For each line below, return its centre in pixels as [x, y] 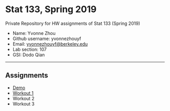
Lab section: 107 [30, 49]
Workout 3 [23, 104]
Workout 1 [23, 93]
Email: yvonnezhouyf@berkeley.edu [50, 44]
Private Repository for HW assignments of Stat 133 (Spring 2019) [73, 23]
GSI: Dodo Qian [29, 55]
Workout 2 [23, 98]
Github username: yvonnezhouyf [47, 39]
